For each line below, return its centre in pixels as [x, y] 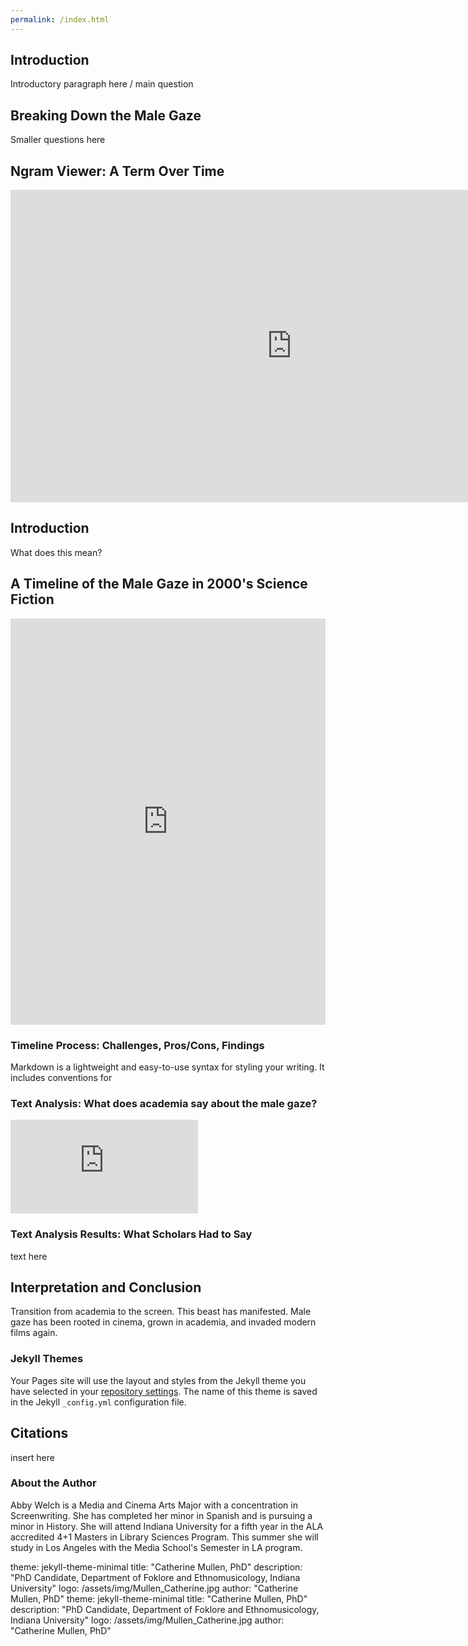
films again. [34, 1333]
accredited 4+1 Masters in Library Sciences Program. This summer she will [164, 1537]
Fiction [32, 599]
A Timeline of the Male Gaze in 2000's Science [159, 584]
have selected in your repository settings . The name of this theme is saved [164, 1391]
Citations [39, 1433]
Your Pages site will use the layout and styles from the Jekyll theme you [158, 1380]
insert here [32, 1457]
